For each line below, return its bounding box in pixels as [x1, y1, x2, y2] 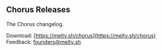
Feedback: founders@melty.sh [6, 38, 81, 45]
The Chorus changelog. [6, 20, 64, 27]
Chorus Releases [6, 5, 71, 15]
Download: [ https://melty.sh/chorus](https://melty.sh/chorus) [6, 32, 156, 39]
